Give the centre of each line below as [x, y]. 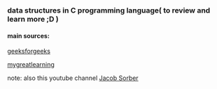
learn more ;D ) [33, 19]
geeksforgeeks [29, 51]
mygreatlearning [31, 65]
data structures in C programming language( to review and [109, 10]
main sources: [29, 35]
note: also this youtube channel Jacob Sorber [73, 78]
